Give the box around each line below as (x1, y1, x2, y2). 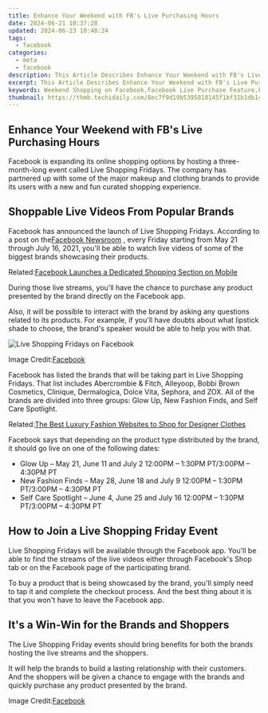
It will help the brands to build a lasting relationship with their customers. (8, 663, 246, 673)
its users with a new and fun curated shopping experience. (8, 182, 202, 192)
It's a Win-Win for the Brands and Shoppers (8, 618, 230, 632)
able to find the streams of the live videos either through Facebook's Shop (8, 554, 253, 564)
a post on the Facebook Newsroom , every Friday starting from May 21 (8, 235, 238, 244)
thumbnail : (8, 93, 45, 101)
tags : (8, 34, 26, 42)
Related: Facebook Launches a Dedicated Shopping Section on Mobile (8, 267, 238, 276)
